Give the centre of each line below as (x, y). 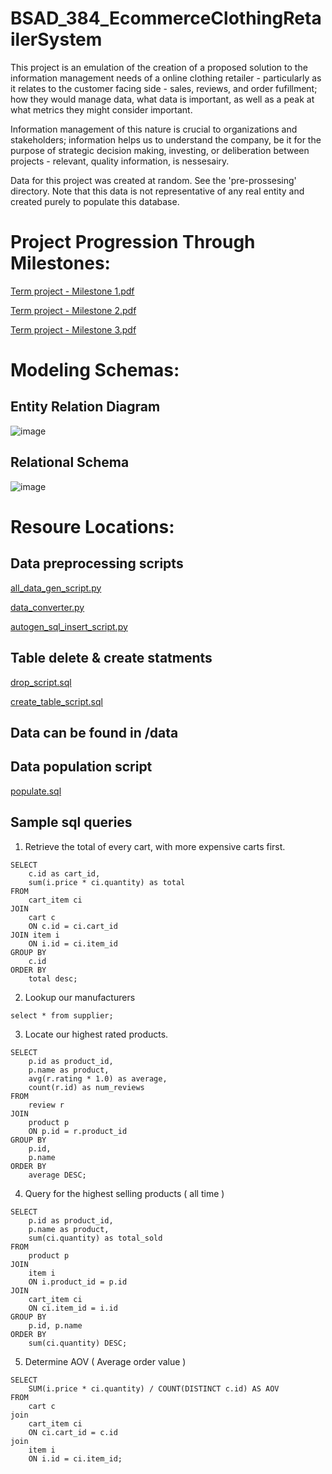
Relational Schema (70, 462)
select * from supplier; (62, 1015)
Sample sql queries (71, 822)
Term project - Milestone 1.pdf (72, 291)
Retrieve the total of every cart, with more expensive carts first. (155, 846)
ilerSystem (56, 39)
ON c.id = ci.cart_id (73, 926)
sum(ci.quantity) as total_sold (95, 1238)
